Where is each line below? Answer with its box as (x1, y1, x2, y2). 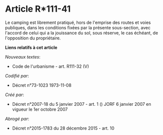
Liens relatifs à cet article (5, 44, 58, 50)
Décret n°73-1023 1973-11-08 (12, 82, 72, 88)
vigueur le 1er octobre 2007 (12, 106, 68, 112)
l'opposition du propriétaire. (5, 35, 61, 41)
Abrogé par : (5, 116, 29, 121)
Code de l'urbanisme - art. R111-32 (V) (12, 63, 89, 69)
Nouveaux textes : (5, 54, 41, 59)
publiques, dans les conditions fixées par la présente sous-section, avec (5, 24, 151, 30)
